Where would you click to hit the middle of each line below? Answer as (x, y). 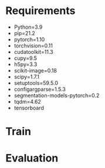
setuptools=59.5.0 (36, 83)
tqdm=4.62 (28, 101)
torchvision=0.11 (33, 46)
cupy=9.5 (26, 58)
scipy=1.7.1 (26, 77)
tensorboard (29, 108)
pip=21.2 (25, 33)
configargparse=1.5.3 (40, 89)
